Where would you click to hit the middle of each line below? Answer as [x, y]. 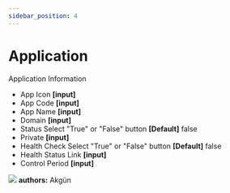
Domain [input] [45, 120]
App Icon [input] [48, 94]
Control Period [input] [57, 163]
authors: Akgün [45, 180]
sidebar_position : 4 [43, 16]
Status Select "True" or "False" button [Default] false [109, 129]
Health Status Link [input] [63, 154]
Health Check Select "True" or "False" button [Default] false [121, 146]
